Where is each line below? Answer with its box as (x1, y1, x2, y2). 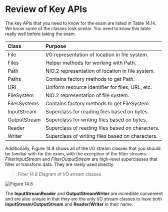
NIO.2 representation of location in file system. (45, 67, 155, 74)
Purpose (45, 43, 66, 50)
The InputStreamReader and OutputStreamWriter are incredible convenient (5, 190, 163, 196)
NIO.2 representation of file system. (45, 92, 129, 99)
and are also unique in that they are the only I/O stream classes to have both (5, 195, 162, 201)
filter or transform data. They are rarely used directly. (5, 161, 115, 167)
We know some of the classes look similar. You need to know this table (5, 25, 151, 31)
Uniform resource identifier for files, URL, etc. (45, 84, 152, 91)
